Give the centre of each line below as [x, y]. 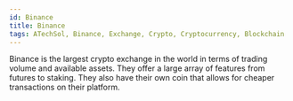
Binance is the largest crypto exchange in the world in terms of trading [138, 59]
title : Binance [37, 26]
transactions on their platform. [65, 87]
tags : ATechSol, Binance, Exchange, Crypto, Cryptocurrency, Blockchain [147, 34]
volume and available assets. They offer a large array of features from [137, 68]
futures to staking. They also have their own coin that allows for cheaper [142, 78]
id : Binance [31, 17]
